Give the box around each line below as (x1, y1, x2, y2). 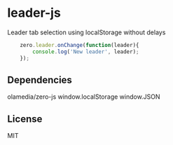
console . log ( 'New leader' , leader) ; (32, 48, 139, 55)
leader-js (7, 5, 61, 21)
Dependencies (7, 74, 72, 85)
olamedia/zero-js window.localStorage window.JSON (7, 92, 160, 101)
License (7, 113, 43, 125)
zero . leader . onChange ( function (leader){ (20, 41, 139, 48)
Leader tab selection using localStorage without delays (7, 28, 166, 36)
